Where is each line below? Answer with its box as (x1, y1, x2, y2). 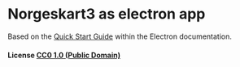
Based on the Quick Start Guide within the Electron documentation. (7, 31, 233, 41)
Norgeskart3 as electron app (7, 5, 206, 23)
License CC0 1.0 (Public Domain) (7, 50, 121, 60)
